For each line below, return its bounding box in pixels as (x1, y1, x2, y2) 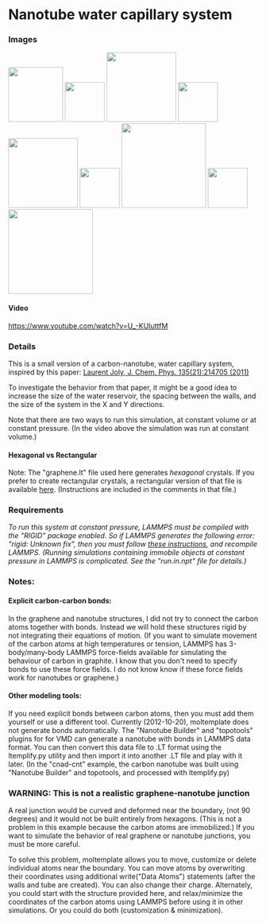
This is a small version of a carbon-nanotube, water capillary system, (8, 359, 234, 368)
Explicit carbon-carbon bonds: (8, 596, 112, 605)
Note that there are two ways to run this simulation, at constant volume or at (8, 415, 256, 425)
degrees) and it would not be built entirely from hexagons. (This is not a (8, 814, 242, 824)
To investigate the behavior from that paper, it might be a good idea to (8, 382, 237, 392)
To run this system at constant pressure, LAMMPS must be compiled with (8, 522, 249, 532)
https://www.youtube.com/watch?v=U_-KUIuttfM (8, 320, 168, 331)
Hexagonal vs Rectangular (8, 450, 98, 460)
